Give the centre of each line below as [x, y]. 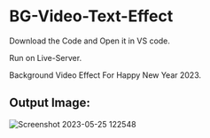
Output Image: [50, 103]
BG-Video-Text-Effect [91, 16]
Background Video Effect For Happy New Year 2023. [105, 75]
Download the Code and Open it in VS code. [90, 41]
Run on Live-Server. [46, 57]
